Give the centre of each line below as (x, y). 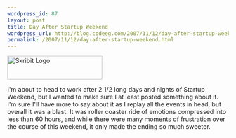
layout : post (26, 20)
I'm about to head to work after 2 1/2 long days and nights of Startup (106, 90)
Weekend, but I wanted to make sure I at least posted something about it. (113, 97)
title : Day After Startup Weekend (58, 27)
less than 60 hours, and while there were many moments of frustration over (117, 119)
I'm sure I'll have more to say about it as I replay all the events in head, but (114, 104)
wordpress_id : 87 (33, 14)
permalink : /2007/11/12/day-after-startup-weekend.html (91, 40)
